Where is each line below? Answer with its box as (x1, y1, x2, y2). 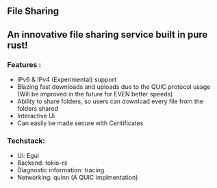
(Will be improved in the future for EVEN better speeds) (16, 90, 173, 98)
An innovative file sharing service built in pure (7, 29, 208, 40)
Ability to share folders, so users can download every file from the (16, 97, 204, 105)
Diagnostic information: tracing (16, 166, 105, 174)
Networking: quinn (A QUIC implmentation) (16, 174, 138, 182)
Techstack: (7, 136, 46, 146)
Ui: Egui (16, 152, 40, 160)
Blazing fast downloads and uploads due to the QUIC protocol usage (16, 83, 211, 91)
